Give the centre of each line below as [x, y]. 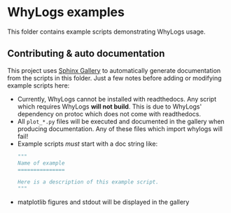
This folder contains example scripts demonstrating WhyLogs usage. [106, 32]
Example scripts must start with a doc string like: [87, 144]
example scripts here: [38, 85]
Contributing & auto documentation [86, 54]
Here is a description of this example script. [88, 182]
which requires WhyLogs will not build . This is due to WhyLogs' [110, 106]
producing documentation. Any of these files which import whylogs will [120, 129]
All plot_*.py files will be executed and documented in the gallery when [121, 121]
